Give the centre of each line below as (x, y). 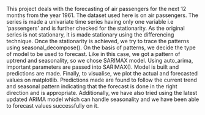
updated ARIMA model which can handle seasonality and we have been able (103, 99)
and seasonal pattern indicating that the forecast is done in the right (92, 86)
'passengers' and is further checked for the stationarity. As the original (95, 28)
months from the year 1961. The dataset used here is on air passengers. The (102, 15)
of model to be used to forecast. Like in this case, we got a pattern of (93, 54)
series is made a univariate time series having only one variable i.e (90, 22)
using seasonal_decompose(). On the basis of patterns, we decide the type (101, 47)
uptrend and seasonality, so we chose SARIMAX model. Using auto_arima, (100, 61)
